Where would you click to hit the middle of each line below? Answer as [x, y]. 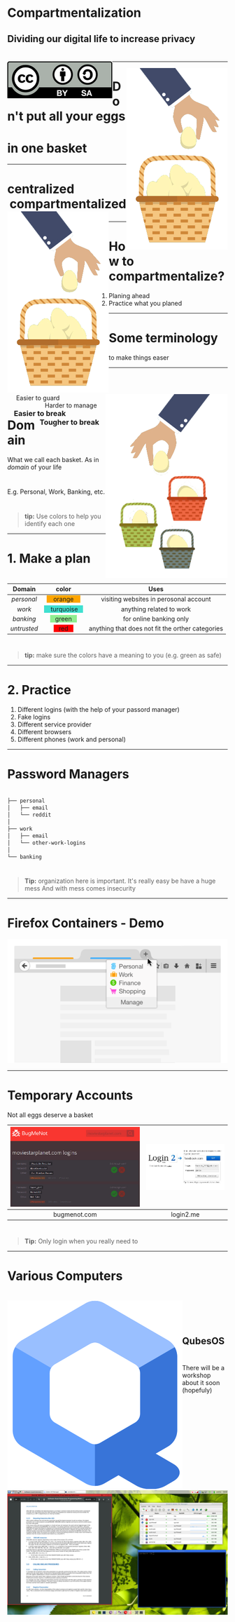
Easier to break [40, 414]
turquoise [64, 609]
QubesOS [204, 1341]
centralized [41, 189]
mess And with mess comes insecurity [80, 888]
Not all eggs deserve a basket [50, 1115]
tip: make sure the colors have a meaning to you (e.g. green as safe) [123, 655]
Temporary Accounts [70, 1096]
